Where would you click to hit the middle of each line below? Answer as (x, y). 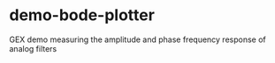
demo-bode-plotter (82, 15)
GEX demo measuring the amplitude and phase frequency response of (138, 39)
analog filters (33, 48)
